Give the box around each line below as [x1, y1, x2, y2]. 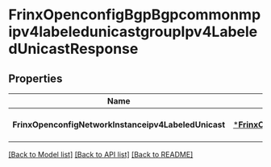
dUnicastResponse [8, 40, 139, 58]
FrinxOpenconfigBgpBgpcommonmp [8, 6, 261, 24]
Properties [8, 71, 63, 85]
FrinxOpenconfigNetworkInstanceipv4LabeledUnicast [12, 119, 226, 130]
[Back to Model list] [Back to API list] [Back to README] [8, 150, 194, 159]
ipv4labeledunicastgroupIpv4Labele [8, 22, 258, 41]
